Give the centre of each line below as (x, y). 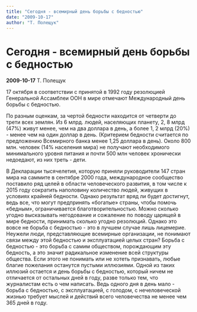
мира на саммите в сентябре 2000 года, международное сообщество (95, 178)
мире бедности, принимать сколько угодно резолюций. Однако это (92, 221)
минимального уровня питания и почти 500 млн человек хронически (94, 153)
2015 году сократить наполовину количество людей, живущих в (87, 190)
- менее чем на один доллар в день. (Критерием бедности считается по (97, 135)
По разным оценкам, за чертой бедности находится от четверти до (91, 116)
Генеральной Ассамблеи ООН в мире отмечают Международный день (96, 98)
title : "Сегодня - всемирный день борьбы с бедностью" (75, 12)
